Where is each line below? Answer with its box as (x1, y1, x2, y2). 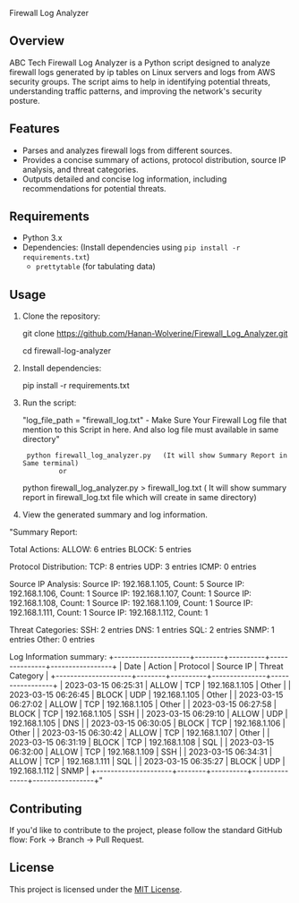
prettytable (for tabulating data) (35, 261, 157, 272)
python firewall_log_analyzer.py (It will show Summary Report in (26, 451, 288, 460)
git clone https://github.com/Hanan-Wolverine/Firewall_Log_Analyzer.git (21, 328, 288, 339)
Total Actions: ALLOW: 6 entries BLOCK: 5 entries (9, 544, 192, 555)
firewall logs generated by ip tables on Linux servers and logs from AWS (9, 66, 276, 77)
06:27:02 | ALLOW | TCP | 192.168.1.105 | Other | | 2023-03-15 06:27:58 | (9, 699, 278, 710)
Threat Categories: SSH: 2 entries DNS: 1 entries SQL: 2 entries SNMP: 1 (9, 625, 275, 635)
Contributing (9, 801, 82, 816)
